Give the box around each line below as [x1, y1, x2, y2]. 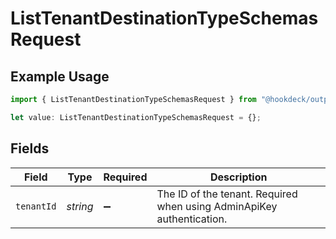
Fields [10, 140, 50, 157]
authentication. [156, 212, 228, 226]
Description [210, 170, 268, 184]
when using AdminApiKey [156, 199, 278, 213]
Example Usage [10, 68, 110, 85]
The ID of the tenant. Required [156, 187, 298, 201]
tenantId [15, 200, 57, 212]
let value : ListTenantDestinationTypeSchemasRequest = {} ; [10, 112, 262, 122]
